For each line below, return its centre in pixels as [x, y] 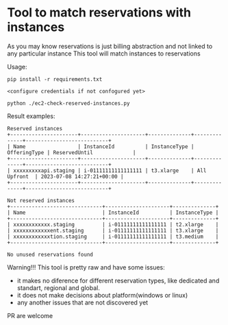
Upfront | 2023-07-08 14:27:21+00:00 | [66, 176]
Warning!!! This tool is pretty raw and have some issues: [86, 267]
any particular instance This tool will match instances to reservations [104, 53]
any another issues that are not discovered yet [83, 302]
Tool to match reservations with [99, 13]
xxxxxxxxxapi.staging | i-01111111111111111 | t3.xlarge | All [110, 170]
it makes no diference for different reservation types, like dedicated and [118, 280]
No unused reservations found [50, 254]
